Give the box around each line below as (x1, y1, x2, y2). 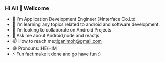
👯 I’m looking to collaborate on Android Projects (12, 27, 112, 33)
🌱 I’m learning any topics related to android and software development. (12, 21, 160, 27)
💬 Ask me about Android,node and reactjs (12, 33, 100, 39)
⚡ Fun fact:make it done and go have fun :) (12, 51, 101, 57)
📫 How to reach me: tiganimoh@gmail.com (12, 38, 102, 44)
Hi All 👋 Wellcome (5, 5, 49, 12)
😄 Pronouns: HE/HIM (12, 45, 57, 51)
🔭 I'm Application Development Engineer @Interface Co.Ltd (12, 16, 136, 22)
